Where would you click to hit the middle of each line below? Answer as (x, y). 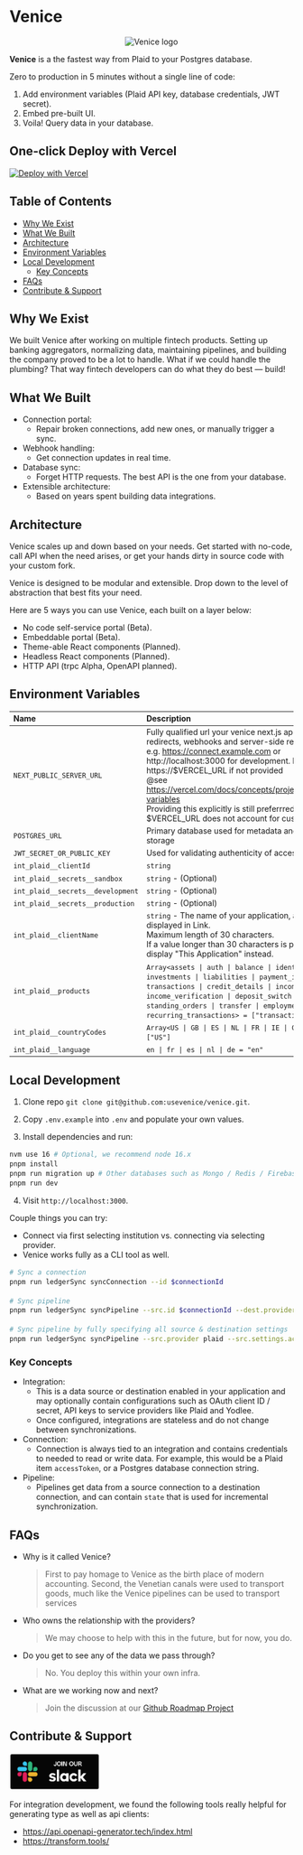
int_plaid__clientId (52, 866)
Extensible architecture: (66, 487)
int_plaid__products (52, 992)
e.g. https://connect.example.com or (213, 750)
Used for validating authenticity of (209, 853)
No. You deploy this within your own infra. (123, 1673)
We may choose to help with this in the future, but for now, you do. (169, 1637)
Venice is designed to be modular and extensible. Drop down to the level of (149, 583)
